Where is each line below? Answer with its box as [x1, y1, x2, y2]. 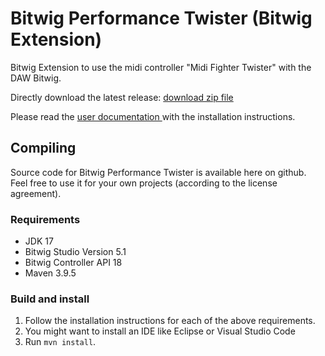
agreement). [10, 187, 62, 199]
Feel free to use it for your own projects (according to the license [10, 177, 278, 189]
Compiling [10, 140, 77, 157]
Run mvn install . [24, 336, 97, 348]
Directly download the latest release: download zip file [10, 91, 234, 103]
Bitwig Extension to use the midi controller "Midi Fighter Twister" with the [10, 61, 312, 73]
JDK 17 [24, 235, 54, 247]
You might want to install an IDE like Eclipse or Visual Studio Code [24, 325, 296, 337]
